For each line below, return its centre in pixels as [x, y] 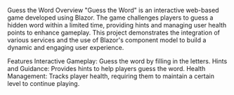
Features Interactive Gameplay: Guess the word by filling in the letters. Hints [117, 61]
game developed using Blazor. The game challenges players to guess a [110, 18]
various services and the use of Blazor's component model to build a [107, 40]
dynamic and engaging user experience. [66, 47]
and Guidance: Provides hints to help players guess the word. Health [106, 69]
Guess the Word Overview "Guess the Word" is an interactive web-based [113, 10]
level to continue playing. [44, 83]
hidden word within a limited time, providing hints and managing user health [117, 25]
